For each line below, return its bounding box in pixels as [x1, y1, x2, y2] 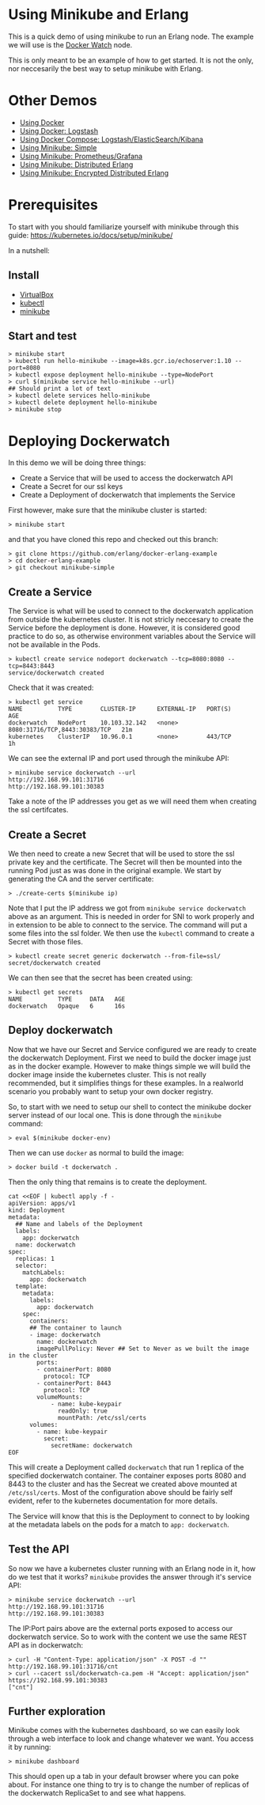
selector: [15, 1262, 47, 1270]
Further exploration [8, 1705, 106, 1718]
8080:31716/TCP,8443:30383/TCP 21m [8, 726, 133, 734]
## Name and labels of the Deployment [15, 1220, 144, 1228]
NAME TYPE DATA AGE [8, 995, 126, 1003]
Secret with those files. [8, 937, 83, 946]
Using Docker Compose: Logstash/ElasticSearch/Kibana [19, 134, 204, 144]
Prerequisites [8, 196, 99, 214]
